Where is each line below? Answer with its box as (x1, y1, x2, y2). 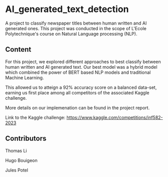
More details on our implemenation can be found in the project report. (5, 104, 150, 111)
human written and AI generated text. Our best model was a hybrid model (5, 64, 157, 70)
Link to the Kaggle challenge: (5, 114, 65, 120)
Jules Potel (5, 167, 29, 173)
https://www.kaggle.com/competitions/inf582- (66, 114, 163, 120)
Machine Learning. (5, 74, 44, 81)
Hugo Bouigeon (5, 157, 38, 163)
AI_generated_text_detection (5, 4, 129, 15)
